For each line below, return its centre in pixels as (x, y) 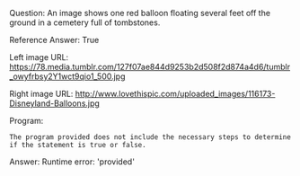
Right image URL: (41, 94)
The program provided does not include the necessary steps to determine (150, 137)
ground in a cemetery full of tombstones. (85, 22)
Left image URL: (39, 57)
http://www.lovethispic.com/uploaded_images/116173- (175, 94)
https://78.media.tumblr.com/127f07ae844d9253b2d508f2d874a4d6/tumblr (150, 67)
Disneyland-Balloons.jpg (55, 103)
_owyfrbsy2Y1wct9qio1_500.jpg (67, 76)
